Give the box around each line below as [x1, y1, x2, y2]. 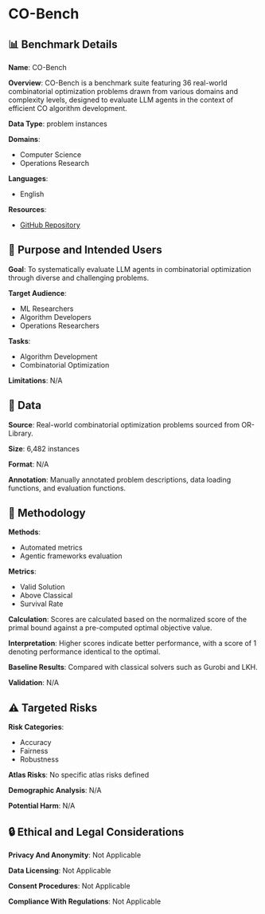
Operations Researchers [19, 321, 99, 330]
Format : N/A [8, 459, 49, 469]
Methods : [8, 527, 41, 537]
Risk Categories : [8, 723, 64, 732]
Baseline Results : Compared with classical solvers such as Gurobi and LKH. [8, 663, 258, 672]
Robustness [19, 754, 60, 764]
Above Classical [19, 591, 73, 601]
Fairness [19, 747, 49, 756]
